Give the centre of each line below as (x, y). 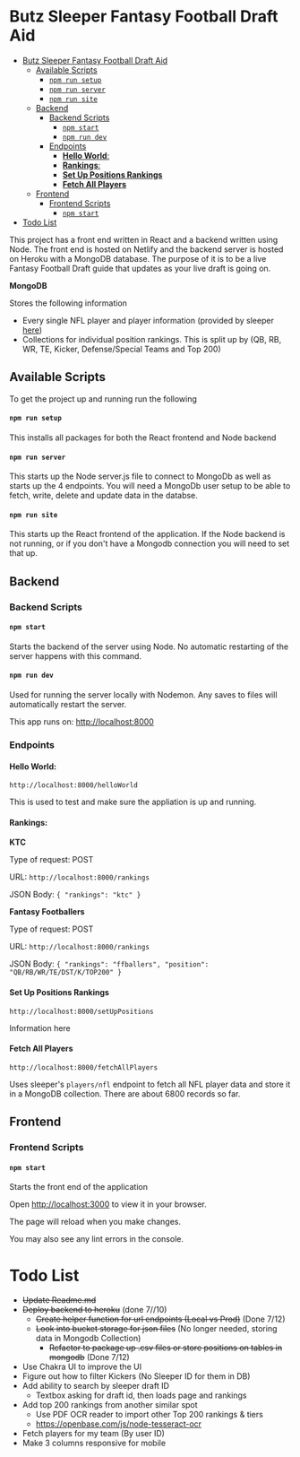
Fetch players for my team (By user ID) (94, 1434)
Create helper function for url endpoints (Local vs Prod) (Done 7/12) (160, 1319)
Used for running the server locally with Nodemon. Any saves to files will (143, 695)
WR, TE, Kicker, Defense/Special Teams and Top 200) (121, 349)
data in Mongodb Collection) (88, 1339)
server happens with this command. (75, 655)
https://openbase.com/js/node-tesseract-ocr (119, 1424)
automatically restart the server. (68, 705)
